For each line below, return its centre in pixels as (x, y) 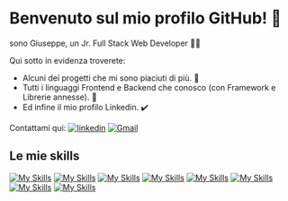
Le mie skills (45, 156)
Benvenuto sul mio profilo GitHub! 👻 (145, 18)
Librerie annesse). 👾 (59, 97)
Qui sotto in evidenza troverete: (67, 60)
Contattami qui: (38, 127)
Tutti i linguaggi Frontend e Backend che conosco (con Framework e (149, 87)
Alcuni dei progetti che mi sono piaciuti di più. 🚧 (111, 78)
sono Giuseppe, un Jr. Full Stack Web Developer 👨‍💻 (105, 43)
